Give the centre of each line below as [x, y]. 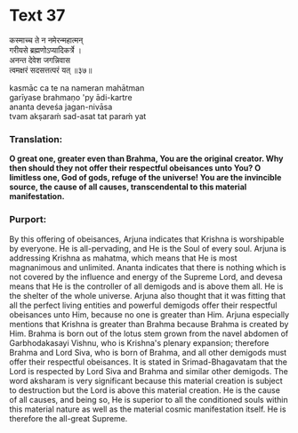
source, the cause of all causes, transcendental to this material [128, 187]
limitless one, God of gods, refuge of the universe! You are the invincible [145, 178]
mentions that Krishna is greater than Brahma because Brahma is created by [149, 324]
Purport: [28, 220]
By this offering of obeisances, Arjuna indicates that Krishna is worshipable [147, 239]
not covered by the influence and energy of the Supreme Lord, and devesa [146, 277]
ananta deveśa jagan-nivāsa [61, 107]
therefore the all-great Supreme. [68, 418]
